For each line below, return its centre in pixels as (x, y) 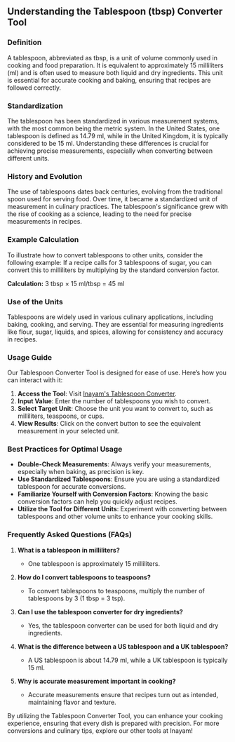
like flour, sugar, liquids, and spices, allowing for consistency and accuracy (115, 332)
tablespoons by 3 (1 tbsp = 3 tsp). (76, 598)
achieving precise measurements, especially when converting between (110, 151)
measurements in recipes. (45, 222)
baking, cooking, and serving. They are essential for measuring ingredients (116, 324)
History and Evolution (45, 176)
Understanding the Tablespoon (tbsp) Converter (115, 12)
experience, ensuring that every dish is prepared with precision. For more (113, 723)
